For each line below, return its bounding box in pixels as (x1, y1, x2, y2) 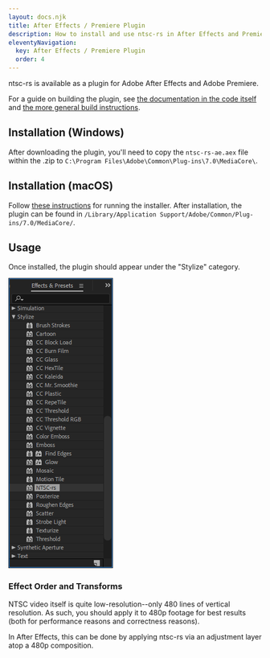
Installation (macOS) (8, 179, 114, 193)
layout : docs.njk (8, 13, 67, 21)
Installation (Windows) (8, 125, 125, 140)
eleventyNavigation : (8, 39, 78, 47)
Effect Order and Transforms (8, 581, 123, 592)
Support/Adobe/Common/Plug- (159, 210, 254, 219)
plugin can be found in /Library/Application (8, 209, 157, 219)
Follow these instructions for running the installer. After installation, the (8, 200, 243, 210)
